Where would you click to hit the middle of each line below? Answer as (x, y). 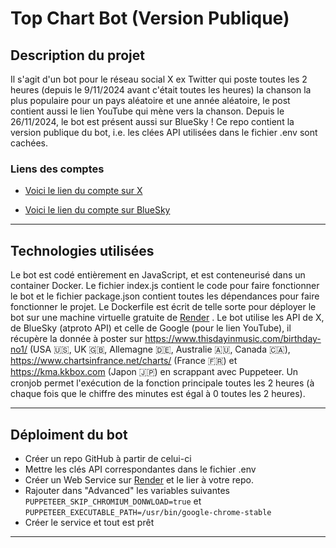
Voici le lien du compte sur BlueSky (97, 210)
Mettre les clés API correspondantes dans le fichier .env (140, 469)
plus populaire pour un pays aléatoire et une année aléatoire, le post (150, 100)
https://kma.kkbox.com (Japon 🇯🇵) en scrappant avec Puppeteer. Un (154, 372)
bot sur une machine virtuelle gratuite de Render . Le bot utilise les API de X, (167, 318)
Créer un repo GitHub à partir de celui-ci (108, 458)
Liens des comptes (57, 169)
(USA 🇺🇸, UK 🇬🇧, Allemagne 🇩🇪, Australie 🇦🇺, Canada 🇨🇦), (160, 349)
